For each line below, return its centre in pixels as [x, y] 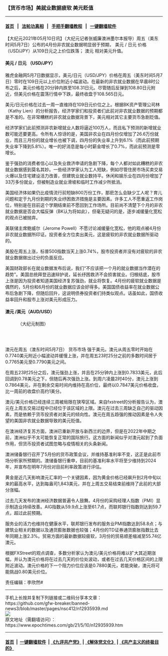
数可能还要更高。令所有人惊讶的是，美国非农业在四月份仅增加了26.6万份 [80, 134]
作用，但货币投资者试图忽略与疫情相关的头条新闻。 [58, 444]
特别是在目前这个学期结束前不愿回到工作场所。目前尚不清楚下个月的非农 [88, 205]
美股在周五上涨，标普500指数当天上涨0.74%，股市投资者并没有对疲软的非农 [84, 251]
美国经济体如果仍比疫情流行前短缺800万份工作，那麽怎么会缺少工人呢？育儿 [84, 192]
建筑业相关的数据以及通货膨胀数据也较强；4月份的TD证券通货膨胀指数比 [80, 530]
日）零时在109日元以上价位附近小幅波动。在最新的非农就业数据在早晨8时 [80, 81]
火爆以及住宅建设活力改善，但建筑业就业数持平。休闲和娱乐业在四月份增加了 [84, 175]
